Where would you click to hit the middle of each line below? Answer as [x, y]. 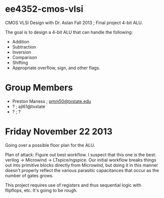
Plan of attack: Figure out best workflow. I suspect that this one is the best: [81, 155]
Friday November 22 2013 [59, 132]
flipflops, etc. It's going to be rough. [41, 190]
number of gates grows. [29, 175]
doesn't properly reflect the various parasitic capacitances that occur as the [82, 170]
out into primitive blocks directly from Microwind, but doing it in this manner [82, 165]
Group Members [39, 88]
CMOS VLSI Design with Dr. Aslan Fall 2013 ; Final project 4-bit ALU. [74, 23]
